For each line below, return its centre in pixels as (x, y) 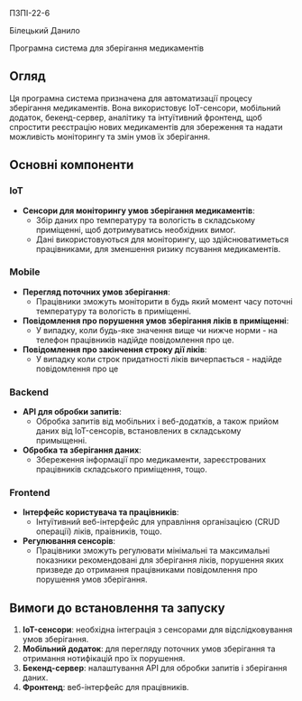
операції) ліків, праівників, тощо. (99, 531)
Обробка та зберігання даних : (82, 450)
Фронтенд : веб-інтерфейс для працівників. (105, 687)
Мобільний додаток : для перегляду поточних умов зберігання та (149, 649)
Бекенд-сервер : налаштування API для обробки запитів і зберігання (155, 668)
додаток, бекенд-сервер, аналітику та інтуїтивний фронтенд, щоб (136, 117)
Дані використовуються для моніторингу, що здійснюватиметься (162, 239)
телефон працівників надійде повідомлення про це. (135, 340)
